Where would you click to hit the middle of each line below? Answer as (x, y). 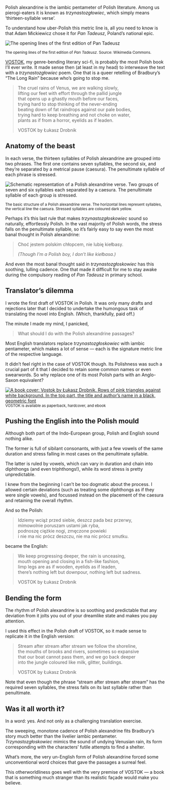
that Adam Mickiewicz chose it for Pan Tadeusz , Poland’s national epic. (80, 33)
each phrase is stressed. (31, 174)
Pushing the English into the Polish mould (72, 421)
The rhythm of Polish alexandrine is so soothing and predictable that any (81, 610)
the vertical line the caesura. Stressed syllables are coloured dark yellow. (69, 209)
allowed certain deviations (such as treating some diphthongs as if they (80, 490)
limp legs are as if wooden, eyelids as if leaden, (67, 567)
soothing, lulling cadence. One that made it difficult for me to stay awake (81, 269)
